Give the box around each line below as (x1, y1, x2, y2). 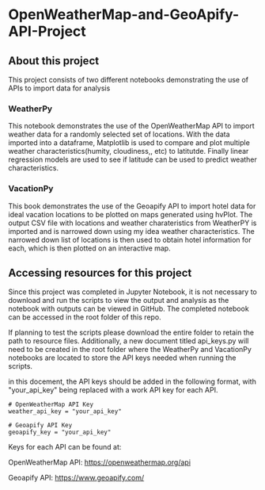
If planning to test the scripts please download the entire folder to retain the (8, 327, 255, 338)
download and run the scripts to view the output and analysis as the (8, 296, 229, 305)
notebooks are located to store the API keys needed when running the (8, 353, 237, 362)
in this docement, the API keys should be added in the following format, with (8, 377, 257, 386)
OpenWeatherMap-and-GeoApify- (8, 6, 240, 24)
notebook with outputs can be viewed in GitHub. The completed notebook (8, 304, 249, 314)
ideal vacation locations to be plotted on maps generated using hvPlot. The (8, 209, 253, 219)
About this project (8, 54, 100, 67)
